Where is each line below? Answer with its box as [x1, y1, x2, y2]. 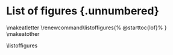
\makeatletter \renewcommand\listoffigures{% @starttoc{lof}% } [6, 24, 167, 31]
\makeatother [6, 30, 40, 37]
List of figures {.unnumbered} [6, 4, 160, 18]
